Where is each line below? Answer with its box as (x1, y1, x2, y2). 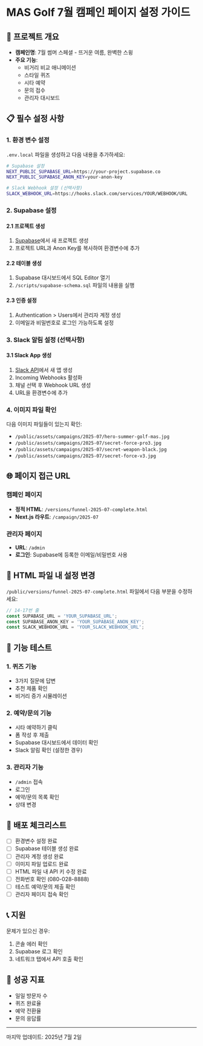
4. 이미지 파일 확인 (6, 405, 57, 414)
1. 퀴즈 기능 (6, 662, 37, 670)
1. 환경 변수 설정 (6, 136, 50, 144)
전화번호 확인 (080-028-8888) (14, 875, 89, 882)
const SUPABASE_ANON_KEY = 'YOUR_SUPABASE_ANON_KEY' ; (6, 618, 145, 624)
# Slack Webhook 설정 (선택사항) (6, 185, 83, 191)
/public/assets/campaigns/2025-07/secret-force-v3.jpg (14, 453, 156, 459)
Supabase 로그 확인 (14, 947, 63, 955)
